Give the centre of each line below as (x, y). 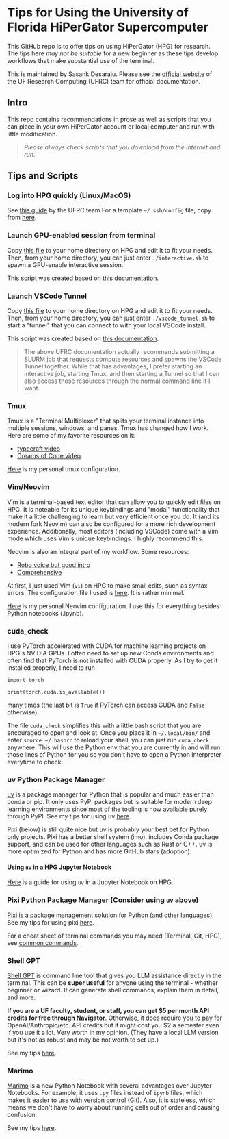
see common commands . (43, 942)
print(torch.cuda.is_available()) (56, 692)
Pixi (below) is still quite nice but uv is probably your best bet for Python (108, 829)
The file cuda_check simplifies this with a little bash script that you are (104, 725)
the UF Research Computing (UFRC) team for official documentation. (104, 81)
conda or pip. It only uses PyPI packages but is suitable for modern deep (110, 802)
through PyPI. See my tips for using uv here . (69, 816)
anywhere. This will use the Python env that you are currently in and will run (114, 747)
